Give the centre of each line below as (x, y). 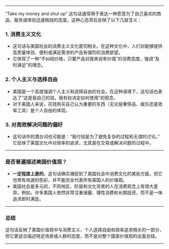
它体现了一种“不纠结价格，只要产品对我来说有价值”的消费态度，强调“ (84, 59)
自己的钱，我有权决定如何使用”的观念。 (77, 98)
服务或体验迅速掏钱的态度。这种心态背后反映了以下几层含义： (78, 20)
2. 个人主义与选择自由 (31, 80)
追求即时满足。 (28, 199)
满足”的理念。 (31, 65)
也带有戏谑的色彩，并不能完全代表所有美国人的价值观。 (70, 180)
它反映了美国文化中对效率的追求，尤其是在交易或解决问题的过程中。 (83, 143)
